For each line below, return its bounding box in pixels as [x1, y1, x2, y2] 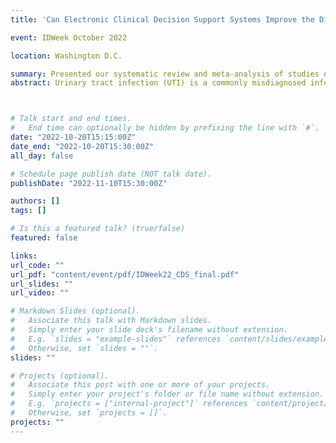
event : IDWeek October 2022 [10, 32, 128, 43]
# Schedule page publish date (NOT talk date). [10, 169, 213, 179]
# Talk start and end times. [10, 114, 132, 124]
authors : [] [10, 196, 60, 206]
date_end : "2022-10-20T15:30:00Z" [10, 141, 155, 151]
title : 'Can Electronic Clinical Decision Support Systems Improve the [10, 14, 315, 25]
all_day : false [10, 151, 74, 161]
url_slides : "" [10, 279, 74, 289]
